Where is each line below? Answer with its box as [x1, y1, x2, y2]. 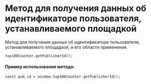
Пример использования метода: [5, 63, 75, 70]
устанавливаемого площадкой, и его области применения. [5, 44, 128, 50]
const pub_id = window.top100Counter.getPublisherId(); [5, 74, 120, 79]
